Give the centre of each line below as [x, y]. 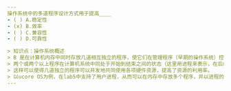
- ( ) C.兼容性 [27, 32]
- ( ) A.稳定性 [27, 20]
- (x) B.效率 [25, 26]
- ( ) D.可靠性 [27, 39]
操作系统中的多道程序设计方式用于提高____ [59, 13]
